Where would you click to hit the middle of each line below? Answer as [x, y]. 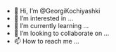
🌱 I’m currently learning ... [51, 26]
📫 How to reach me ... [46, 41]
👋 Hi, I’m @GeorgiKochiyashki [57, 11]
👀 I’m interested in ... [44, 18]
